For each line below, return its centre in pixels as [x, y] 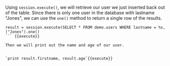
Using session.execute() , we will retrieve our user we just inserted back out [85, 7]
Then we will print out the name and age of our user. [65, 45]
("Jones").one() [22, 32]
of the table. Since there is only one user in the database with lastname [80, 13]
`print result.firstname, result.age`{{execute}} [59, 58]
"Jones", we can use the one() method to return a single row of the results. [84, 18]
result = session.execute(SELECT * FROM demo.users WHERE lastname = [81, 27]
